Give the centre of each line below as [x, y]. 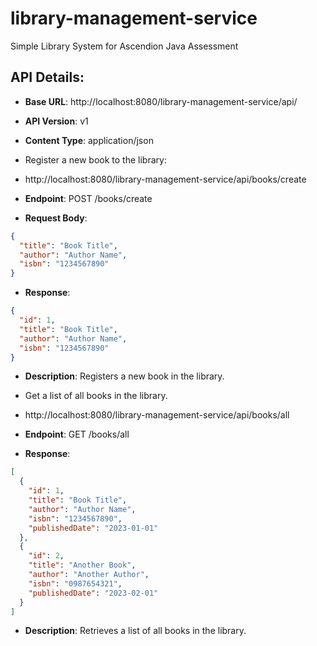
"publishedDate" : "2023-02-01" [93, 593]
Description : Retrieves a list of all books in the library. [135, 631]
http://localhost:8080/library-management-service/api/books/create [165, 179]
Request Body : [56, 218]
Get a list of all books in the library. [96, 396]
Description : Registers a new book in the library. [124, 376]
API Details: [47, 77]
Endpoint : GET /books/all [77, 434]
